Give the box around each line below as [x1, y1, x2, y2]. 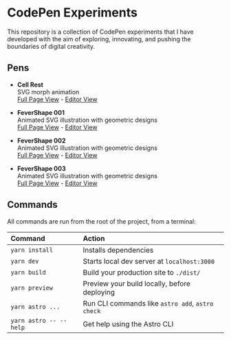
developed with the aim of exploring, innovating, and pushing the [7, 34, 191, 43]
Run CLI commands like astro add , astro [82, 298, 214, 308]
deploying [82, 287, 115, 297]
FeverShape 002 [16, 136, 67, 145]
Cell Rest [16, 81, 43, 89]
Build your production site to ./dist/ [82, 267, 201, 277]
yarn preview [10, 284, 54, 292]
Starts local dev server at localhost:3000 [82, 256, 215, 266]
